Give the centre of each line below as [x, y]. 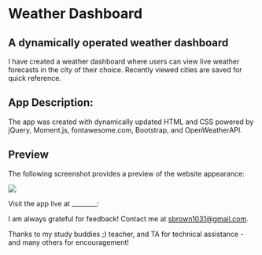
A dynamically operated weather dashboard [118, 43]
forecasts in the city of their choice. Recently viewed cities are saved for [125, 70]
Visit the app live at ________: [54, 203]
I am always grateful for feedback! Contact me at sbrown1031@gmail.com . [129, 219]
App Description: [51, 103]
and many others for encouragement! [69, 242]
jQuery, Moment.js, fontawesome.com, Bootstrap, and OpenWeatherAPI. [125, 129]
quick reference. [35, 78]
